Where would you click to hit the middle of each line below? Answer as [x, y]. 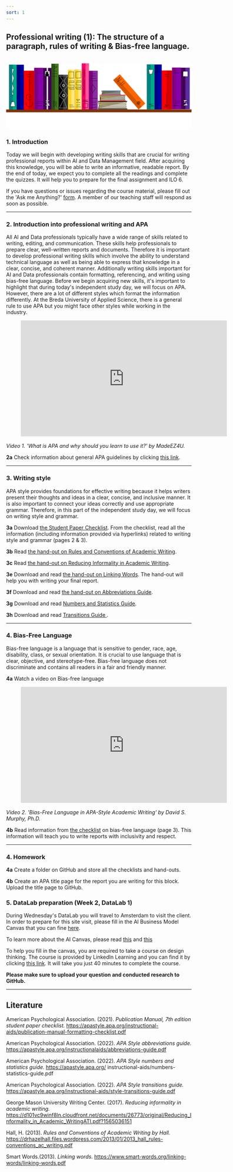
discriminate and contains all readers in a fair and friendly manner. [86, 667]
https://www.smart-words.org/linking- [140, 1157]
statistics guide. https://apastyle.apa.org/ [56, 1067]
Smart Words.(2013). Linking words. [49, 1157]
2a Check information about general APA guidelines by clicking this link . [93, 457]
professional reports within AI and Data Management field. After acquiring [96, 161]
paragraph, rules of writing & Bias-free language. [98, 46]
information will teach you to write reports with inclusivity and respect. [91, 836]
